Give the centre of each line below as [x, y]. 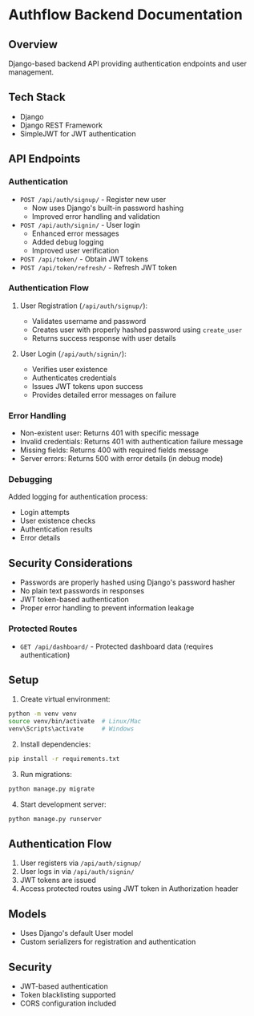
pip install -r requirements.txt [64, 759]
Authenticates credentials [74, 378]
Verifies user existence [70, 369]
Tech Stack [37, 97]
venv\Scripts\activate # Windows [71, 729]
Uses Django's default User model [77, 933]
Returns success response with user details [104, 338]
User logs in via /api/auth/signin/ [77, 872]
